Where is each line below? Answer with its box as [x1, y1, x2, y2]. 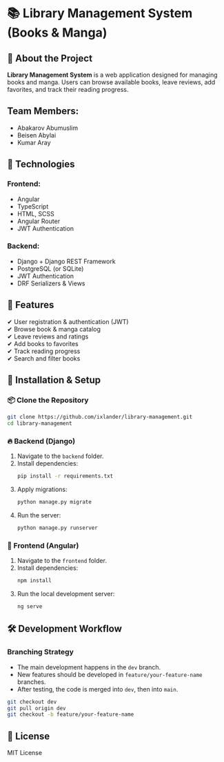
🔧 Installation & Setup [7, 374, 101, 385]
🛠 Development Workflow [7, 623, 123, 635]
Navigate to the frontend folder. [17, 557, 107, 565]
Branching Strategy [7, 647, 74, 657]
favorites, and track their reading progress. [7, 86, 129, 93]
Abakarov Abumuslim [17, 124, 79, 132]
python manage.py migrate [17, 499, 92, 506]
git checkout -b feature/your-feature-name [7, 711, 134, 718]
